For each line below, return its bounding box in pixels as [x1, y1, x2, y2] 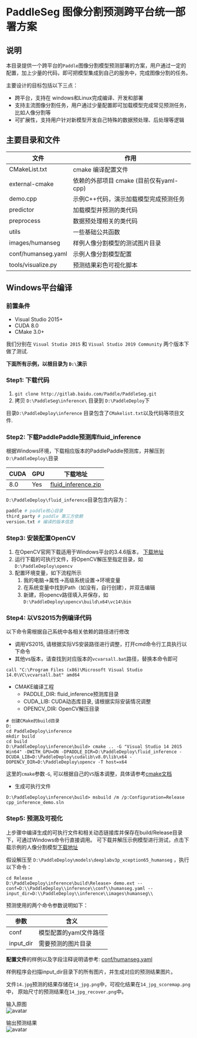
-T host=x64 [97, 759, 127, 765]
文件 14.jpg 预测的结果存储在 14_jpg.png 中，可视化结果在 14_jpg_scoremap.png [6, 980, 191, 987]
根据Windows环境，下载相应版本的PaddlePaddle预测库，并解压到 [6, 447, 165, 454]
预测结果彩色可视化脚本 [73, 261, 138, 269]
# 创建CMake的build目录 [6, 718, 60, 724]
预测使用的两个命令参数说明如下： [6, 902, 89, 909]
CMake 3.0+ [14, 328, 45, 335]
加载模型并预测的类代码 [73, 206, 138, 214]
